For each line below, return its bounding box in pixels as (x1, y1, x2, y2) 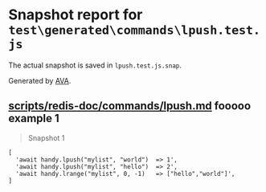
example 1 (8, 112, 60, 125)
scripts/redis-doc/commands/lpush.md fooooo (8, 99, 252, 113)
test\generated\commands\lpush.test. (8, 22, 261, 38)
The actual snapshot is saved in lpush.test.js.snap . (8, 60, 182, 70)
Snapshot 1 (27, 133, 65, 142)
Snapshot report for (8, 6, 143, 24)
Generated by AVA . (8, 76, 72, 85)
